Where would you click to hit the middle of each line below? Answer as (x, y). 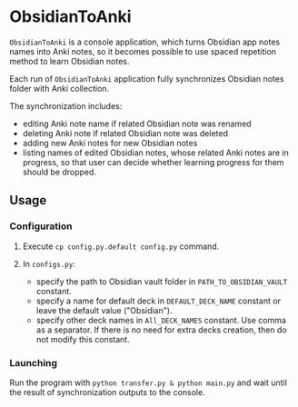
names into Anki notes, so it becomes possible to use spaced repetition (143, 51)
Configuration (41, 226)
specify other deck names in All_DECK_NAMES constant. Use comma (161, 320)
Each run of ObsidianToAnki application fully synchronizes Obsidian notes (147, 78)
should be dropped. (60, 172)
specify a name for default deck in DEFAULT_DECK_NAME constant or (159, 301)
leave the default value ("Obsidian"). (104, 310)
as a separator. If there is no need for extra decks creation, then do (162, 330)
